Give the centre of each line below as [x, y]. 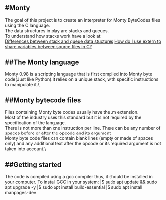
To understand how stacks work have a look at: [53, 36]
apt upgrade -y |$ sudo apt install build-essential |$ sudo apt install [74, 187]
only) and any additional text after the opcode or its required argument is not [83, 144]
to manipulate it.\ [22, 84]
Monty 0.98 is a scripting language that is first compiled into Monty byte [79, 74]
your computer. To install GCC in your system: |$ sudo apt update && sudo [81, 182]
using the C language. [28, 25]
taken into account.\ [26, 149]
